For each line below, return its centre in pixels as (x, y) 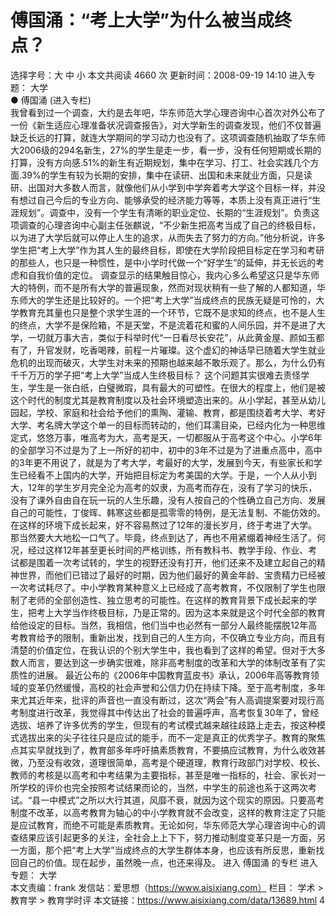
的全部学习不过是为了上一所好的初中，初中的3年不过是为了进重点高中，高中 (166, 450)
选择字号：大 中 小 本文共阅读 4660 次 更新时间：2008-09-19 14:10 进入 (158, 75)
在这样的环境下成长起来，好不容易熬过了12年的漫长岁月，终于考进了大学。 (164, 525)
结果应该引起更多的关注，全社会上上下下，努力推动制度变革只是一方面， (167, 837)
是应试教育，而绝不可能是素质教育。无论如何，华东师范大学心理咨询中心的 (163, 825)
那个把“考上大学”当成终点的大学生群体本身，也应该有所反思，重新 (180, 850)
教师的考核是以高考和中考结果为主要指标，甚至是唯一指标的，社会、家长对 (163, 775)
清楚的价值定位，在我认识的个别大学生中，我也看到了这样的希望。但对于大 (163, 650)
